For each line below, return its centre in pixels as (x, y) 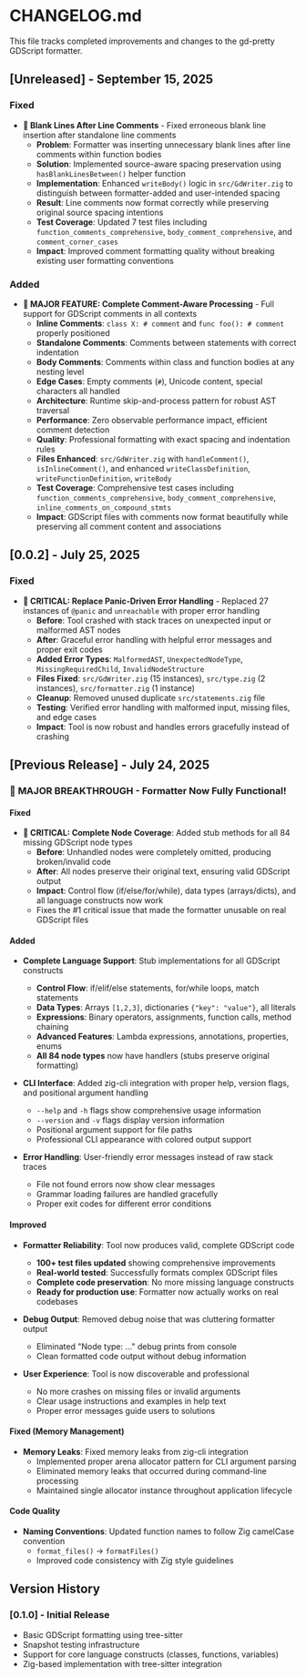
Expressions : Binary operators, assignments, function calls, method (164, 1017)
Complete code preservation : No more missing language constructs (165, 1282)
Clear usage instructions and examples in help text (131, 1401)
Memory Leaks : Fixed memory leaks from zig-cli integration (135, 1451)
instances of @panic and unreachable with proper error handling (141, 610)
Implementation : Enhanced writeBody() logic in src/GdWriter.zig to (164, 183)
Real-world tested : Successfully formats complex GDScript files (157, 1272)
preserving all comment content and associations (128, 526)
